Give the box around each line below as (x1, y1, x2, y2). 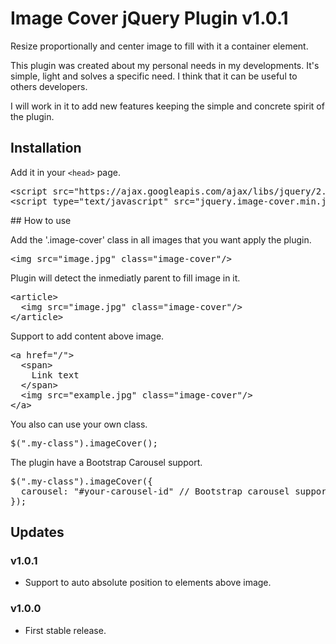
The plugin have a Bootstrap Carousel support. (10, 456, 203, 468)
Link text (31, 369, 80, 381)
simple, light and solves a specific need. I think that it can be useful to (10, 70, 298, 82)
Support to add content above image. (10, 330, 165, 342)
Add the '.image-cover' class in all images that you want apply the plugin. (10, 233, 312, 246)
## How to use (10, 214, 72, 226)
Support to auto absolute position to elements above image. (24, 577, 272, 589)
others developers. (10, 80, 88, 92)
